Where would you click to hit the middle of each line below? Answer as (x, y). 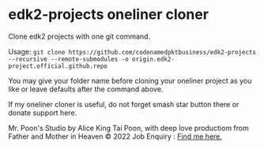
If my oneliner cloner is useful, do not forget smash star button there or (124, 104)
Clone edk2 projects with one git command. (79, 36)
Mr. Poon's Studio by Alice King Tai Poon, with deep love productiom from (128, 128)
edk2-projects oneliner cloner (109, 15)
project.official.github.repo (58, 66)
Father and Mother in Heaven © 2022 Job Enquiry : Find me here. (115, 136)
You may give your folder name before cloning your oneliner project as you (130, 80)
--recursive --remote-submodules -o (68, 59)
